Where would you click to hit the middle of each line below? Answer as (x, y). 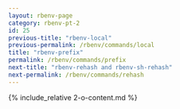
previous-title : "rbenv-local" (60, 38)
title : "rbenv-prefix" (46, 53)
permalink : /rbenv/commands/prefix (67, 60)
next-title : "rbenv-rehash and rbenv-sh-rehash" (90, 68)
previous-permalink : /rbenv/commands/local (82, 45)
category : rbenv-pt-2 (44, 23)
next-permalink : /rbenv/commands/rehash (76, 75)
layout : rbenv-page (41, 16)
